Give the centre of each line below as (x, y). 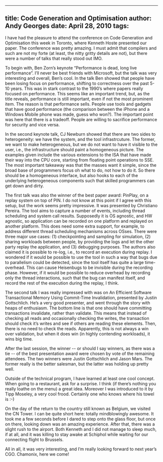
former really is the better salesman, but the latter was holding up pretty (77, 364)
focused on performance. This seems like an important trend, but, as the (77, 93)
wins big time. (19, 339)
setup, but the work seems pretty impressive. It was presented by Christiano (81, 205)
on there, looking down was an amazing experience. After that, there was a (80, 424)
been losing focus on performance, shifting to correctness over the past (77, 83)
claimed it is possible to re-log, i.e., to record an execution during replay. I (79, 252)
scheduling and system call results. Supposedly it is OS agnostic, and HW (79, 216)
